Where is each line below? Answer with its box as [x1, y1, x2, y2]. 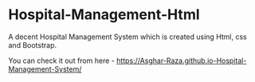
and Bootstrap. [8, 40, 57, 49]
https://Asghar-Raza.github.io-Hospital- [116, 56, 247, 65]
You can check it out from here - [8, 56, 116, 65]
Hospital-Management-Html [8, 6, 201, 24]
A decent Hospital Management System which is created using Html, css [8, 32, 247, 41]
